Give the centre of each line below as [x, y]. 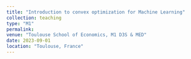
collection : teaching [34, 18]
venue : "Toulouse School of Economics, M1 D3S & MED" [77, 35]
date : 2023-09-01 [29, 41]
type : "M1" [20, 23]
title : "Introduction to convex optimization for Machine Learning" [96, 12]
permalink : [20, 29]
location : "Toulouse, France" [45, 47]
